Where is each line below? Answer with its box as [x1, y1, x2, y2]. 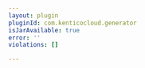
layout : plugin [8, 11, 59, 20]
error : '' [8, 33, 41, 42]
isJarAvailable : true [8, 26, 80, 34]
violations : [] [8, 41, 59, 49]
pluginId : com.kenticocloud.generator [8, 19, 137, 27]
